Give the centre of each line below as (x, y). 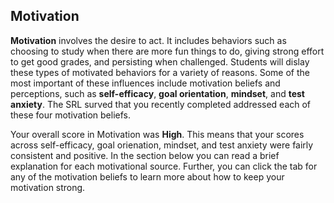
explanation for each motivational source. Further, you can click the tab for (164, 166)
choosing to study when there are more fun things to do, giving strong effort (167, 51)
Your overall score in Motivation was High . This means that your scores (157, 134)
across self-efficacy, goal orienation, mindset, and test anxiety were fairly (162, 145)
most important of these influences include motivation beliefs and (145, 83)
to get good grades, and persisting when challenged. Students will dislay (160, 61)
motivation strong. (48, 187)
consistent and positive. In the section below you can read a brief (145, 155)
